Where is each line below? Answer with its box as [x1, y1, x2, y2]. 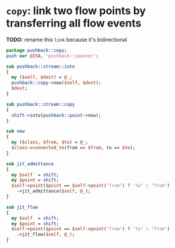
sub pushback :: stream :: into [6, 63, 75, 69]
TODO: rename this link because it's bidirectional [6, 36, 128, 43]
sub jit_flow [6, 204, 38, 210]
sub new [6, 128, 25, 135]
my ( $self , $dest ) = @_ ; [11, 75, 72, 81]
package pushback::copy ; [6, 47, 67, 53]
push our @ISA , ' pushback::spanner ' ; [6, 53, 99, 59]
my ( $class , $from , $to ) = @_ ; [11, 139, 88, 145]
